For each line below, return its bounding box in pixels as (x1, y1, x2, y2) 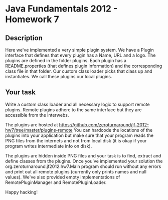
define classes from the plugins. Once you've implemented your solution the (5, 158, 163, 164)
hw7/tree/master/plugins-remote (5, 127, 73, 133)
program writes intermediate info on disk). (5, 143, 92, 149)
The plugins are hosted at (5, 121, 58, 128)
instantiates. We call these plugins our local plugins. (5, 74, 112, 79)
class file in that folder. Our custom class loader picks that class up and (5, 68, 152, 74)
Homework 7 (5, 14, 59, 25)
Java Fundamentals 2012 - (5, 3, 118, 15)
